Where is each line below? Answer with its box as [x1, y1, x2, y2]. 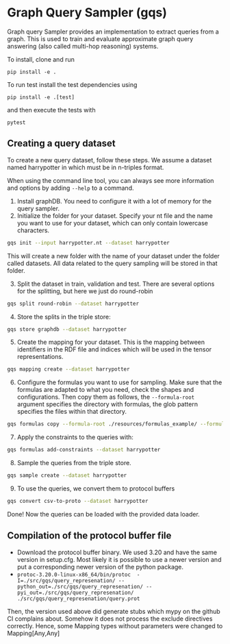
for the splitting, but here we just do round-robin [16, 286, 153, 295]
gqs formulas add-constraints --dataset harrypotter [7, 447, 161, 454]
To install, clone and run [7, 55, 75, 63]
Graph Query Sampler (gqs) [7, 5, 168, 21]
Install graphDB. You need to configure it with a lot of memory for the [16, 197, 212, 205]
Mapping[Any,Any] [7, 629, 60, 637]
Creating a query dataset [7, 138, 116, 149]
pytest [7, 119, 26, 126]
